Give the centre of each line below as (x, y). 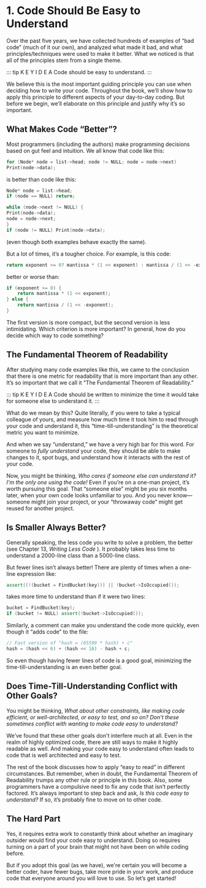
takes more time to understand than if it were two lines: (76, 597)
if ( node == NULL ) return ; (41, 196)
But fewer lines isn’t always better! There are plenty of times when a (92, 567)
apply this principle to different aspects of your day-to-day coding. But (96, 97)
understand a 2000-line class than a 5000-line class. (73, 555)
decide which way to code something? (55, 335)
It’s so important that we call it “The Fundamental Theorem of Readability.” (100, 382)
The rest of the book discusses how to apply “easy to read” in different (96, 767)
